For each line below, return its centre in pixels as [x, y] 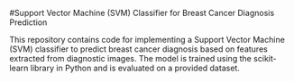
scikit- [265, 58]
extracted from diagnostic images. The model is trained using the [131, 58]
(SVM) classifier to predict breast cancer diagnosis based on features [138, 49]
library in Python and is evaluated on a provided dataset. [135, 68]
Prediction [28, 22]
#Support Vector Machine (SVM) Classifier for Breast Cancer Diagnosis [142, 13]
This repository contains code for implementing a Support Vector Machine [147, 40]
